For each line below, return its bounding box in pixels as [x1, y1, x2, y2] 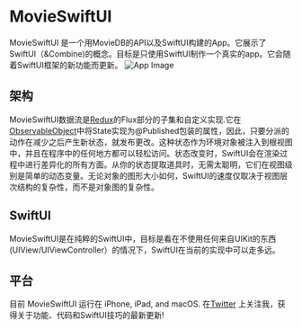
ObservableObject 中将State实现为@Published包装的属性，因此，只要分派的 [9, 125, 290, 136]
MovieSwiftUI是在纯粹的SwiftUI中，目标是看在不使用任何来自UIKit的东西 [9, 233, 277, 244]
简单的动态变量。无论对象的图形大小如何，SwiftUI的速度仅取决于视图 [24, 170, 280, 181]
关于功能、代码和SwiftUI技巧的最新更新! [16, 310, 164, 321]
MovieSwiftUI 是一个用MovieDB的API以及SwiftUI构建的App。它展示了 [9, 37, 267, 48]
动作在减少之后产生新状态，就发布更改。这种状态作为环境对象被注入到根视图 [9, 137, 293, 147]
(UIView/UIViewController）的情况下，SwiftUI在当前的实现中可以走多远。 [9, 245, 280, 255]
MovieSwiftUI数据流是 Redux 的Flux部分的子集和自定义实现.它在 [9, 114, 242, 125]
